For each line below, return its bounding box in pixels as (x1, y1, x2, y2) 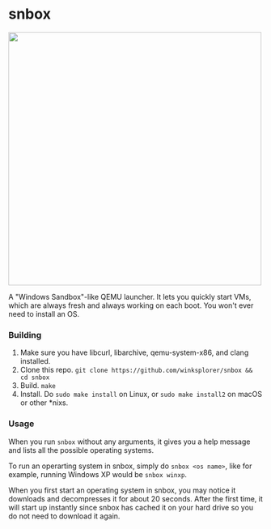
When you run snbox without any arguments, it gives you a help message (8, 437, 251, 446)
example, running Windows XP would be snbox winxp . (8, 469, 188, 479)
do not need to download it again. (8, 511, 121, 521)
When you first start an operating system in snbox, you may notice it (8, 485, 236, 495)
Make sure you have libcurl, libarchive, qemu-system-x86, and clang (19, 348, 249, 357)
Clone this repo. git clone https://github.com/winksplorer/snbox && (19, 365, 253, 375)
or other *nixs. (19, 398, 69, 407)
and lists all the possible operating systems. (8, 445, 155, 454)
